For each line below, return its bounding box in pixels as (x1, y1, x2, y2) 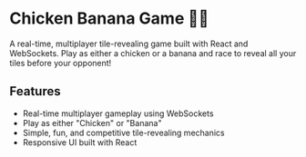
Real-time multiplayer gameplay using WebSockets (22, 108, 214, 119)
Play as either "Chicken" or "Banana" (22, 117, 162, 128)
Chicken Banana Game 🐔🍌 (9, 8, 209, 29)
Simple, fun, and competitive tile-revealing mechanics (22, 127, 225, 138)
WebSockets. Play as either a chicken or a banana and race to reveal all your (9, 47, 297, 58)
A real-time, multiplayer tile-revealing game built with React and (9, 38, 249, 49)
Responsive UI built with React (22, 136, 138, 148)
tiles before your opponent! (9, 57, 112, 68)
